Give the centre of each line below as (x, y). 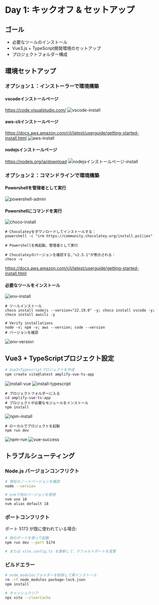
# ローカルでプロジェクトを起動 (32, 426)
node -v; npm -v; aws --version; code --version (55, 328)
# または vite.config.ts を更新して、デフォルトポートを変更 (61, 551)
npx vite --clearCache (28, 598)
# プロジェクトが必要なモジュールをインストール (47, 403)
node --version (20, 486)
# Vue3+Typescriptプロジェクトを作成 (40, 370)
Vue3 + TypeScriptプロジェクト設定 (60, 358)
